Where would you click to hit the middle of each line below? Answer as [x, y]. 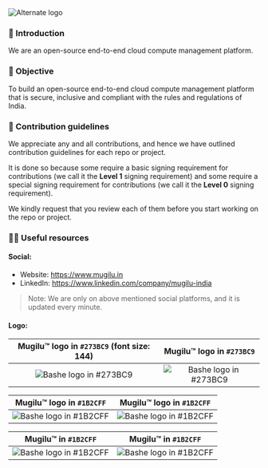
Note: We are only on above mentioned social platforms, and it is [134, 299]
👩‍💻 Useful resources [49, 237]
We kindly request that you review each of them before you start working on [134, 208]
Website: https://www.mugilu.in [71, 275]
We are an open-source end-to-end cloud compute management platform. [131, 50]
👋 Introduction [37, 33]
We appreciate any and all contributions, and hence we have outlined [122, 144]
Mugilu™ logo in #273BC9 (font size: [83, 347]
